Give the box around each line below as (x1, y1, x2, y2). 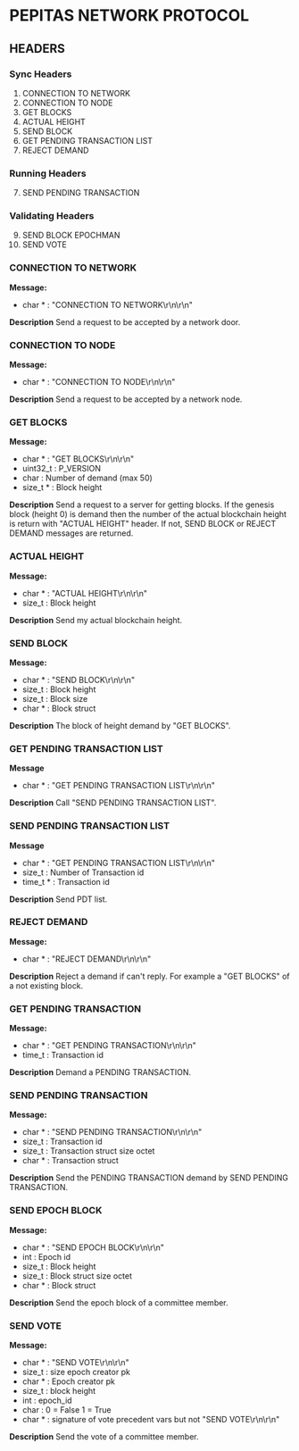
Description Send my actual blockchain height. (9, 614, 183, 625)
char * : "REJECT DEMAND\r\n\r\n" (21, 953, 152, 964)
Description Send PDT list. (9, 894, 108, 905)
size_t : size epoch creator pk (21, 1367, 131, 1378)
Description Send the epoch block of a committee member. (9, 1297, 229, 1308)
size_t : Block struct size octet (21, 1270, 132, 1281)
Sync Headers (9, 68, 72, 80)
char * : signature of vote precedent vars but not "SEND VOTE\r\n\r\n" (21, 1414, 280, 1425)
